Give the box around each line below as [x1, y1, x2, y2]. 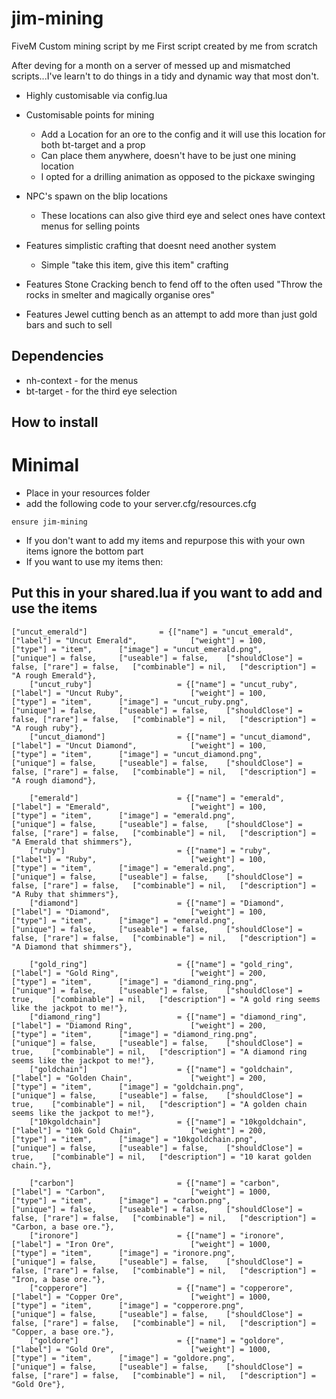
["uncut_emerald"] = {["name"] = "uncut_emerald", [11, 627, 294, 637]
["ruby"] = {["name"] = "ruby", [29, 845, 272, 856]
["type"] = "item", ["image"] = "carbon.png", [11, 1195, 231, 1206]
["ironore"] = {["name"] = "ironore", [29, 1230, 285, 1241]
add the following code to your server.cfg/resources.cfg [25, 498, 257, 510]
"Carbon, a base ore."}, [11, 1222, 115, 1232]
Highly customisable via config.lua [25, 89, 168, 101]
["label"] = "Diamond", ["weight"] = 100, [11, 907, 268, 917]
